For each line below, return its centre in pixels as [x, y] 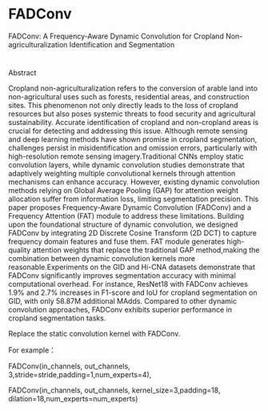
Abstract [22, 73]
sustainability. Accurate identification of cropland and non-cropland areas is [133, 123]
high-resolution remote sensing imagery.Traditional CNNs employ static [126, 156]
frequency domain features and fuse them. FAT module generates [117, 242]
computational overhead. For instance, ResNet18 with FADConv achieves [128, 284]
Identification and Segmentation [122, 44]
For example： [32, 350]
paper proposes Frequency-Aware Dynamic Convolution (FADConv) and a [130, 208]
